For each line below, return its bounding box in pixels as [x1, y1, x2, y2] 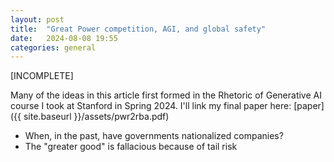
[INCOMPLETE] [10, 70, 74, 82]
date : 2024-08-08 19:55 [10, 33, 118, 43]
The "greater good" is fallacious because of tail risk [24, 141, 238, 153]
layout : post [10, 14, 65, 25]
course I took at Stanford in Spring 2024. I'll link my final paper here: [10, 100, 292, 112]
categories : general [10, 42, 97, 53]
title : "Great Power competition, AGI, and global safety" [10, 24, 267, 34]
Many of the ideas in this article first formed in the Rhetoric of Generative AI [10, 89, 322, 101]
